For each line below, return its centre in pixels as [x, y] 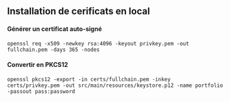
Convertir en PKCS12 [38, 65]
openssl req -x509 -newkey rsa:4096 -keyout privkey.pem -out [98, 43]
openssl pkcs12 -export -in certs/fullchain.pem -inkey [89, 79]
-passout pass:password [41, 91]
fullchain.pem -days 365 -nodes [53, 50]
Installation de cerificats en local [79, 11]
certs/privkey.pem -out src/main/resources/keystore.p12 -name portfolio [115, 85]
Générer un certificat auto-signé [54, 29]
